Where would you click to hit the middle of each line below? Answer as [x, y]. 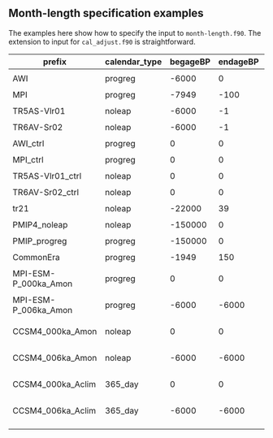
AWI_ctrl [28, 143]
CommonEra [36, 257]
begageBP [190, 62]
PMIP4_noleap [40, 224]
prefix [55, 62]
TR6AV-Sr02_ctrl [46, 192]
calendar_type [134, 62]
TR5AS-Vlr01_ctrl [47, 176]
